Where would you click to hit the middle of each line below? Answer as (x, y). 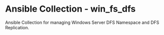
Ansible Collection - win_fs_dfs (70, 9)
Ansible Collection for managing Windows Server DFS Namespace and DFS (82, 22)
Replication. (17, 27)
